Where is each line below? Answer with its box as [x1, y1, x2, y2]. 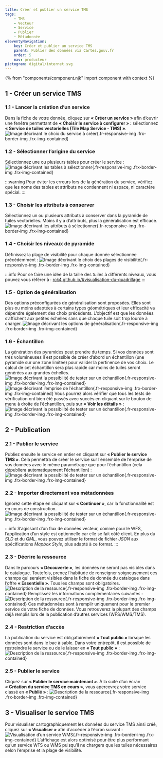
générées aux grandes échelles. [5, 370, 70, 376]
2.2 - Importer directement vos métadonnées [5, 489, 114, 496]
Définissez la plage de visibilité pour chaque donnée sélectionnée [5, 251, 137, 257]
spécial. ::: [5, 189, 26, 195]
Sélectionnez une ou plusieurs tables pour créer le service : [5, 159, 125, 165]
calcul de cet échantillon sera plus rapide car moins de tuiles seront [5, 365, 141, 370]
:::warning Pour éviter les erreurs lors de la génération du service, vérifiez [5, 179, 153, 185]
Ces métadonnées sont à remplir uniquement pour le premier [28, 601, 150, 606]
